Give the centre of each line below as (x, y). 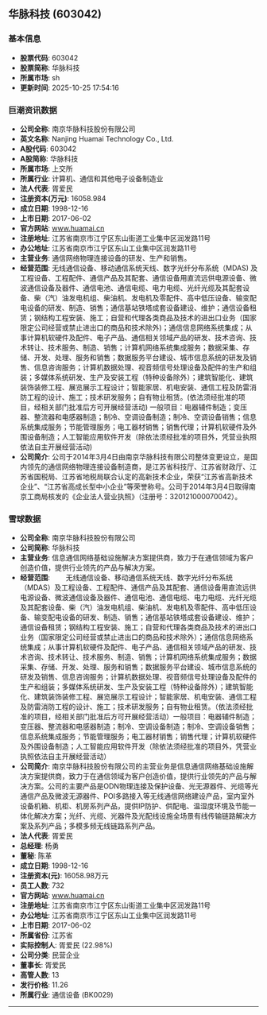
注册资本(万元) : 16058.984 (63, 198)
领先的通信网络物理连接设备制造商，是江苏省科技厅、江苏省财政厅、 (138, 467)
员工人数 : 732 (42, 885)
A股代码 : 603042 (48, 149)
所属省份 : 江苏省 (46, 936)
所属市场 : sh (40, 77)
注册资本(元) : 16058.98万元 (64, 876)
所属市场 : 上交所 (46, 169)
